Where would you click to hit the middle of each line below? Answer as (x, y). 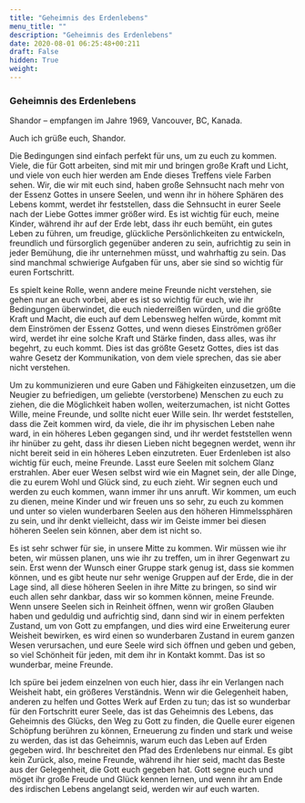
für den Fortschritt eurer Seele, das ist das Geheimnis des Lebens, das (142, 712)
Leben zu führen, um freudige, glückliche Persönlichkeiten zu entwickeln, (147, 234)
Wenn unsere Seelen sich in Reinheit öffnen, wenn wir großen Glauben (142, 607)
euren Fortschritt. (42, 272)
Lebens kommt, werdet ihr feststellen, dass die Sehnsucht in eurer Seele (145, 204)
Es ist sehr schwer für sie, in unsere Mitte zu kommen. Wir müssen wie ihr (148, 548)
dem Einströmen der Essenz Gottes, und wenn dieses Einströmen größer (146, 328)
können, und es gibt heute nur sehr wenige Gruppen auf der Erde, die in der (152, 578)
